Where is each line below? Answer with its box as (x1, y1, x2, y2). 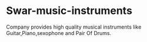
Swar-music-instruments (6, 4, 132, 17)
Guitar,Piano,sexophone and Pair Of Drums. (6, 29, 112, 36)
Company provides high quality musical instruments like (6, 23, 142, 30)
